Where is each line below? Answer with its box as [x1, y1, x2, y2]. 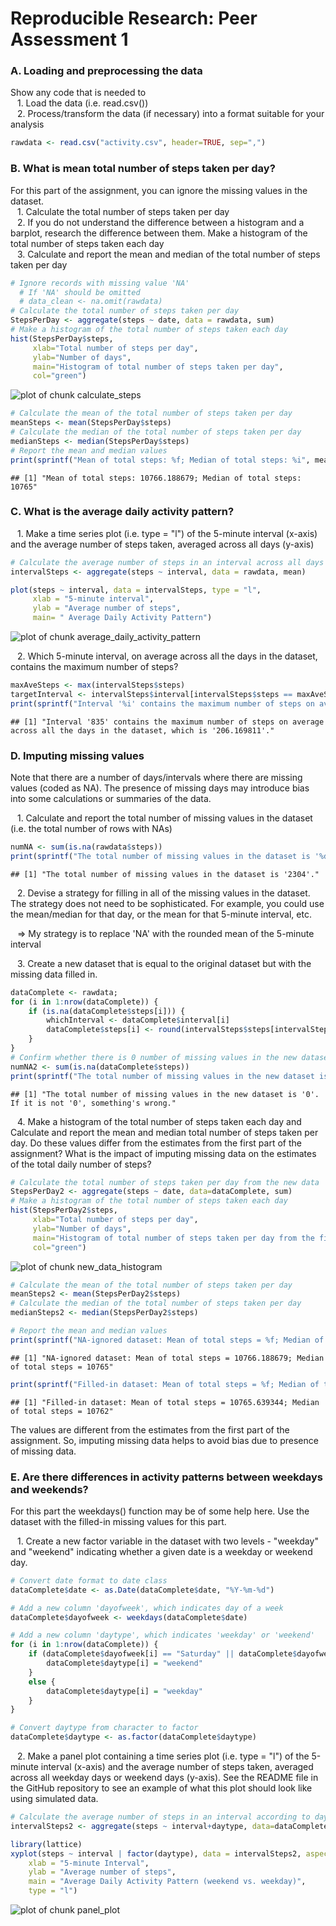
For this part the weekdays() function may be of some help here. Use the [10, 1505, 310, 1517]
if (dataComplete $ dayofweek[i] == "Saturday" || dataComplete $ [28, 1649, 298, 1659]
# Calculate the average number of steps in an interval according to [10, 1812, 311, 1822]
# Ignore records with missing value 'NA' [10, 278, 190, 288]
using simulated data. [10, 1793, 99, 1805]
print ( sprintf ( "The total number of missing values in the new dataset [10, 1071, 315, 1081]
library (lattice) [10, 1839, 83, 1849]
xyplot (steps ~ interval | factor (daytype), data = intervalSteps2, [10, 1848, 302, 1859]
